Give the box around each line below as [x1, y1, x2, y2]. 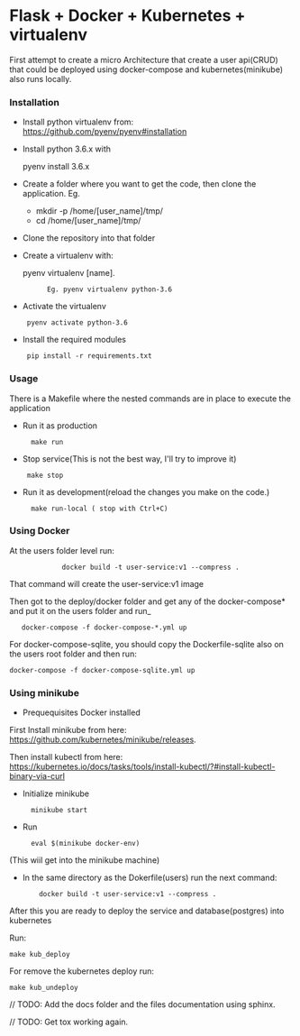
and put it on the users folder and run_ [9, 605, 151, 616]
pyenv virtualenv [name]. [22, 268, 115, 279]
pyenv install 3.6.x [22, 161, 90, 172]
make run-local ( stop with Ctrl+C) [31, 504, 168, 513]
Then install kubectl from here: [9, 752, 123, 763]
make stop [26, 471, 64, 480]
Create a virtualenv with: [22, 250, 114, 261]
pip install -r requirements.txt [26, 352, 152, 361]
